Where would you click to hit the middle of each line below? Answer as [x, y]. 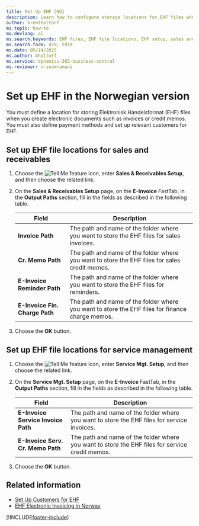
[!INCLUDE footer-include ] [38, 517]
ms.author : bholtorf [32, 56]
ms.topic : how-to [28, 28]
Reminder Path [39, 288]
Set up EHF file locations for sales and [78, 150]
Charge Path [36, 313]
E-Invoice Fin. [38, 306]
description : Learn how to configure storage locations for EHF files [95, 17]
